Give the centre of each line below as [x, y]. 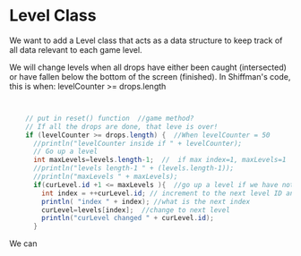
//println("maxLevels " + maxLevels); [105, 177]
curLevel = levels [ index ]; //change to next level [136, 210]
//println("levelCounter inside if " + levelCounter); [138, 143]
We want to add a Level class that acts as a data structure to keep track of [146, 40]
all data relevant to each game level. [76, 49]
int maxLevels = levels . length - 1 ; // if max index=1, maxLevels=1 [159, 160]
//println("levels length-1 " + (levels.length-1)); [133, 168]
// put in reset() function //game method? [110, 118]
